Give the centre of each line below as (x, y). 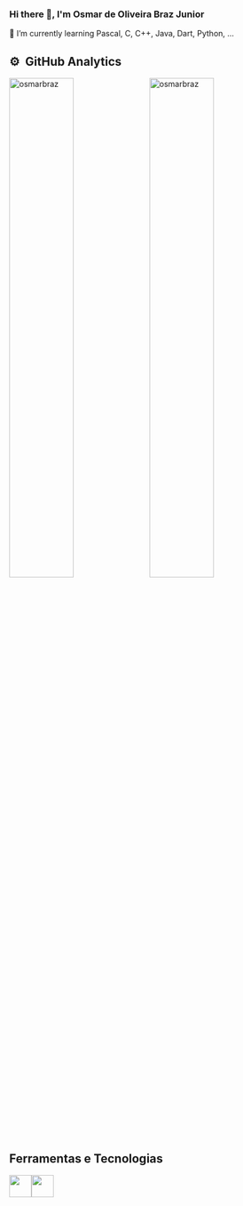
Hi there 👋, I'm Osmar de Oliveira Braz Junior (107, 14)
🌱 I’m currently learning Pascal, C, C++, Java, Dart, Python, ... (122, 34)
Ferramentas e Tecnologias (86, 1158)
